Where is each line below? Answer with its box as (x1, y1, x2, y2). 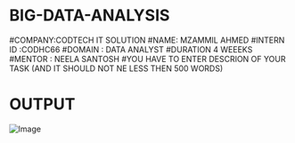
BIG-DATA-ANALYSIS (9, 5, 170, 26)
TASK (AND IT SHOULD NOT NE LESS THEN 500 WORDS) (9, 63, 224, 74)
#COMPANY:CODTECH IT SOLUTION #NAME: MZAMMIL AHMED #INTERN (9, 35, 285, 45)
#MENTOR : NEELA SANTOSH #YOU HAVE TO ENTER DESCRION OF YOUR (9, 53, 286, 64)
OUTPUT (9, 94, 76, 115)
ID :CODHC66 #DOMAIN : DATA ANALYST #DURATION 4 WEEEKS (9, 44, 253, 54)
